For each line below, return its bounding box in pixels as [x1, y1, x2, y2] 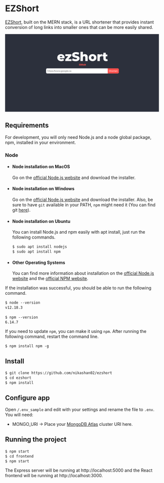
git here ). [12, 207, 31, 213]
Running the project [5, 436, 67, 444]
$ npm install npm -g [5, 344, 49, 349]
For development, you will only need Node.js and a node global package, [5, 134, 152, 140]
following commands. [12, 234, 56, 240]
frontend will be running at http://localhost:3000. [5, 472, 103, 478]
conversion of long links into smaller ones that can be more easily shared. [5, 24, 153, 30]
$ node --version [5, 300, 41, 306]
